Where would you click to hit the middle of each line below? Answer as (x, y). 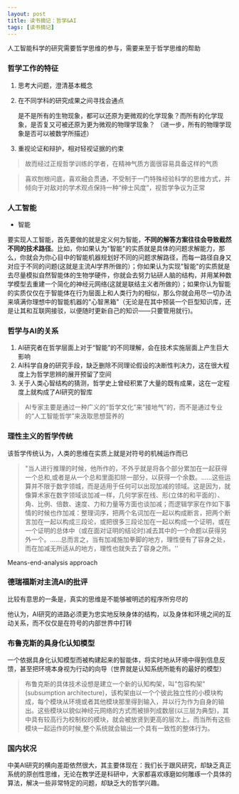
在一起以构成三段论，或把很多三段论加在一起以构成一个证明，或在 (134, 521)
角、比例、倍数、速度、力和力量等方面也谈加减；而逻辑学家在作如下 (124, 504)
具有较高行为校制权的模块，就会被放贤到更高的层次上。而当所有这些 (131, 719)
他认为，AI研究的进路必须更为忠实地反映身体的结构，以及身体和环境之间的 (116, 614)
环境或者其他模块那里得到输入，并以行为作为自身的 (143, 702)
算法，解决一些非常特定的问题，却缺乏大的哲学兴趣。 (85, 783)
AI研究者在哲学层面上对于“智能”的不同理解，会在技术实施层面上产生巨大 (123, 348)
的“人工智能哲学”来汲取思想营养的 (74, 416)
